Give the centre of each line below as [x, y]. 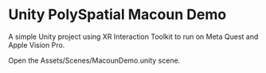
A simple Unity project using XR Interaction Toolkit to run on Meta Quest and [133, 36]
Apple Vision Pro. [37, 44]
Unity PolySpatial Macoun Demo [117, 15]
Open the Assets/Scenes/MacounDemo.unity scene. [94, 60]
